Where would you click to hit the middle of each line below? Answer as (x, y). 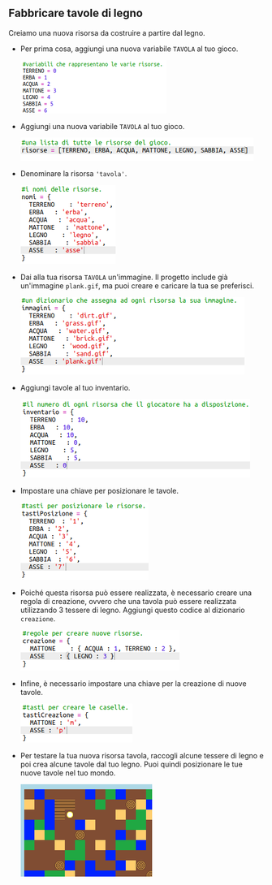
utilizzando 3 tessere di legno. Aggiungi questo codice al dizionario (132, 610)
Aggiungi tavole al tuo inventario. (75, 387)
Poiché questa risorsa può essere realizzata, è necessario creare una (136, 593)
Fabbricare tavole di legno (76, 13)
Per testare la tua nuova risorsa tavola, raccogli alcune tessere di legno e (142, 755)
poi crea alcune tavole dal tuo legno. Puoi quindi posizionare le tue (132, 764)
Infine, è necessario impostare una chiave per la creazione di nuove (133, 683)
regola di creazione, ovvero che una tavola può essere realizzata (128, 601)
